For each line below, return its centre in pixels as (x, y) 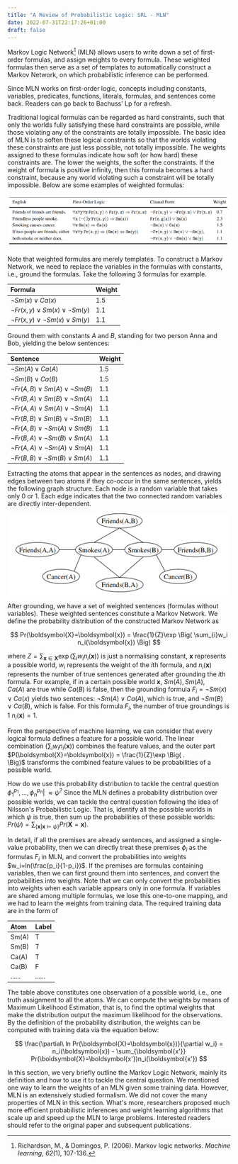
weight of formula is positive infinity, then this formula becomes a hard (110, 170)
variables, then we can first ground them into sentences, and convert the (114, 873)
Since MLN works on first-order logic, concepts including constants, (107, 89)
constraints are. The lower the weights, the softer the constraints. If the (111, 162)
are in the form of (33, 911)
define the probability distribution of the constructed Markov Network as (113, 621)
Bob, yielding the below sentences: (58, 343)
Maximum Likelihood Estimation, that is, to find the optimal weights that (111, 1007)
